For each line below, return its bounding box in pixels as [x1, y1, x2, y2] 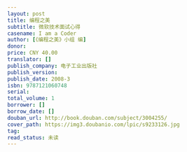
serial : [7, 88, 30, 95]
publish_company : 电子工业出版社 [7, 62, 97, 69]
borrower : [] [7, 102, 46, 109]
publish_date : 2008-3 [7, 75, 71, 83]
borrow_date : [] [7, 108, 55, 115]
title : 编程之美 [7, 17, 50, 24]
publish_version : [7, 69, 58, 76]
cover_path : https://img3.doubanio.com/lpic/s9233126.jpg [7, 120, 180, 128]
